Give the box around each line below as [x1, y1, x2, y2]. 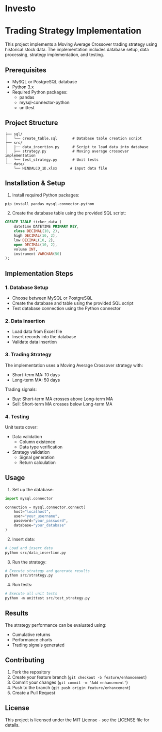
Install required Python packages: [12, 192, 80, 198]
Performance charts [12, 636, 52, 642]
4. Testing [5, 413, 29, 420]
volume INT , [14, 247, 38, 251]
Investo [5, 3, 36, 14]
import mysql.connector [5, 496, 53, 501]
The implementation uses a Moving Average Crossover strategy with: [5, 362, 143, 368]
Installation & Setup [5, 179, 65, 188]
